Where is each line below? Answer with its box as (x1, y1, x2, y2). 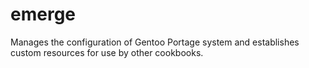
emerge (10, 3, 77, 26)
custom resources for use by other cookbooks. (10, 46, 204, 58)
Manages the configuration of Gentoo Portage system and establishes (10, 36, 300, 48)
